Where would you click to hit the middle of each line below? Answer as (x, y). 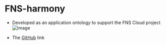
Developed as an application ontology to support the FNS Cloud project (86, 22)
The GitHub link (28, 37)
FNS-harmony (35, 9)
